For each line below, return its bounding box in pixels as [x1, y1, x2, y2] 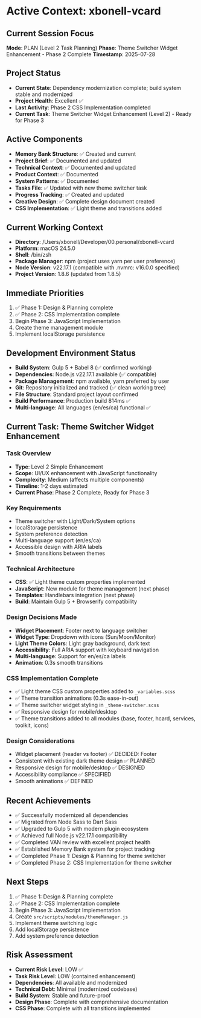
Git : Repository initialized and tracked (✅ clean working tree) [14, 384, 166, 391]
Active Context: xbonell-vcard [6, 4, 161, 18]
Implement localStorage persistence [14, 330, 106, 338]
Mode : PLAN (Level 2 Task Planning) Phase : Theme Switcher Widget [6, 44, 178, 51]
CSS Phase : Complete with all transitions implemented [14, 1004, 151, 1012]
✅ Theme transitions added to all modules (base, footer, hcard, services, [14, 714, 196, 722]
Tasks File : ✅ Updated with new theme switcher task [14, 184, 147, 191]
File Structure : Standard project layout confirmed [14, 391, 139, 398]
